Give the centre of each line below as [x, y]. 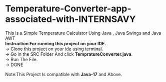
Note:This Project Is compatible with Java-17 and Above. [64, 74]
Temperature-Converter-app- [68, 9]
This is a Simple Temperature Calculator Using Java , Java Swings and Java [83, 33]
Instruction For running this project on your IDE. [56, 43]
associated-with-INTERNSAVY [70, 19]
